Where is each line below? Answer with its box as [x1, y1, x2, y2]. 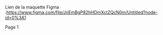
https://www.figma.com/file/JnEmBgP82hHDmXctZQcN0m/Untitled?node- [6, 9, 158, 15]
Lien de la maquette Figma [5, 4, 59, 10]
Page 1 [5, 24, 19, 30]
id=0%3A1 [5, 15, 26, 20]
